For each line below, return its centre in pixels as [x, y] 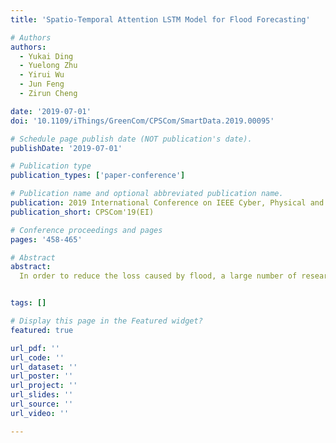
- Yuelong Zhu [48, 66]
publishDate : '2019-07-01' [66, 148]
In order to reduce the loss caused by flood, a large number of [158, 276]
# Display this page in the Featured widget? [106, 321]
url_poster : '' [42, 376]
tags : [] [28, 303]
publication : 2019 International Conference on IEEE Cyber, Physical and [167, 203]
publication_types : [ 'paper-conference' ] [98, 176]
